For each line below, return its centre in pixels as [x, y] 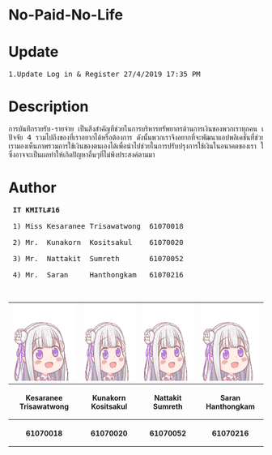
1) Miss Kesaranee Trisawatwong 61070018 [98, 226]
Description [49, 107]
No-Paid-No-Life [66, 15]
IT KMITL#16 [36, 210]
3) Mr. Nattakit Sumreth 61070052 [98, 258]
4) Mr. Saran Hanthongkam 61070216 [98, 275]
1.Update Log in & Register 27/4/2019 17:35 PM [104, 74]
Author [32, 188]
